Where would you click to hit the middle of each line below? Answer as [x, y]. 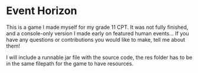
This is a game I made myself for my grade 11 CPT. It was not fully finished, [97, 27]
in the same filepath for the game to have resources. [70, 64]
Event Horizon [42, 11]
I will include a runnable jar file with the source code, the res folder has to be [99, 57]
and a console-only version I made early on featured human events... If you [98, 33]
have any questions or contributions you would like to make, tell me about [96, 39]
